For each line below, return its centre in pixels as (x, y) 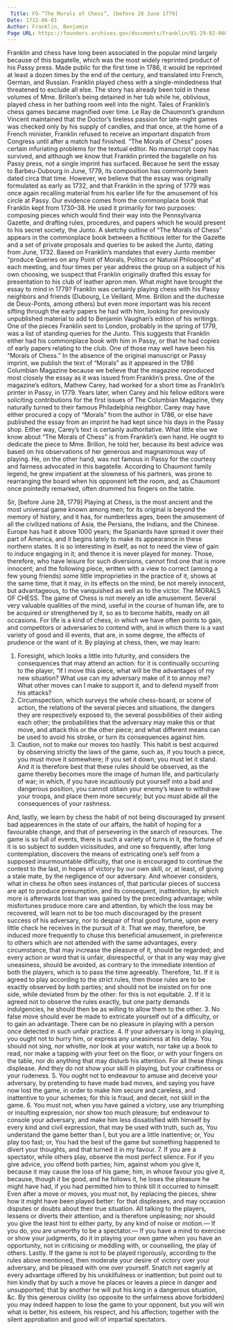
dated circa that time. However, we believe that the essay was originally (109, 179)
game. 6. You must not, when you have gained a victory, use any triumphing (115, 1105)
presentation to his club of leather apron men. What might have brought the (115, 282)
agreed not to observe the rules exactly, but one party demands (98, 1002)
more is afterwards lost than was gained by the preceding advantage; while (115, 898)
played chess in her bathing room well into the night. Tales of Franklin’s (109, 104)
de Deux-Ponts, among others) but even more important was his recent (109, 304)
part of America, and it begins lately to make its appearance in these (105, 539)
